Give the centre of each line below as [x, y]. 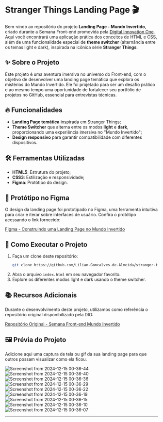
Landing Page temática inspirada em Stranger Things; [66, 122]
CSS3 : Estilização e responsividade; [48, 178]
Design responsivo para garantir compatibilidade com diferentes [77, 137]
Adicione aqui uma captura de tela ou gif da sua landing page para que [76, 354]
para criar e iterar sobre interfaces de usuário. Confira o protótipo [71, 215]
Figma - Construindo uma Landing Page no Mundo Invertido [65, 229]
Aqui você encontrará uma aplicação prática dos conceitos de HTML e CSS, [81, 37]
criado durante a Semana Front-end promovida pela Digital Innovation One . [80, 32]
